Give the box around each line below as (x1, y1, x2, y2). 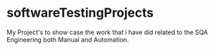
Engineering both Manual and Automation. (6, 35, 130, 43)
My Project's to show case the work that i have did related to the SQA (6, 28, 209, 36)
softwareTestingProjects (6, 5, 154, 21)
